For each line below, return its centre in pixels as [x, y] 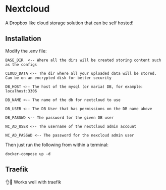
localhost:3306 [21, 91]
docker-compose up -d [28, 154]
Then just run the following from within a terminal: [57, 145]
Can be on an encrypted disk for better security [59, 78]
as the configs [21, 64]
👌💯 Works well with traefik [33, 182]
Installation [23, 39]
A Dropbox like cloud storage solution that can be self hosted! [69, 23]
